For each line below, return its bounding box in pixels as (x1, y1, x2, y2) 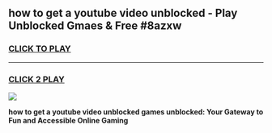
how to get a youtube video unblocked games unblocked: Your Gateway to (8, 106, 264, 116)
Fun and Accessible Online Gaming (8, 115, 129, 125)
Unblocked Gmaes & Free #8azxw (8, 19, 182, 33)
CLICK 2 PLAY (8, 73, 65, 85)
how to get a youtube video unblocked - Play (8, 6, 238, 20)
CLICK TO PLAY (8, 44, 71, 55)
